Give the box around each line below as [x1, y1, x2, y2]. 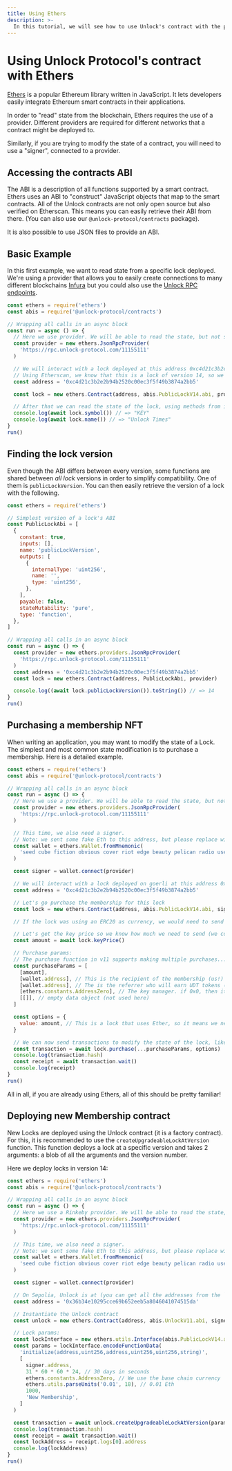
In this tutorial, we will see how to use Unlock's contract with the [13, 23, 221, 30]
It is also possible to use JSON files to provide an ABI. [7, 228, 160, 236]
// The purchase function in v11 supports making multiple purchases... [13, 956, 227, 963]
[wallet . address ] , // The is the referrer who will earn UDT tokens [19, 982, 221, 989]
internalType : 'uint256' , [32, 566, 107, 573]
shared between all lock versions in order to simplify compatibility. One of [7, 473, 217, 482]
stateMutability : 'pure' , [19, 604, 95, 611]
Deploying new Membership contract [7, 1110, 171, 1122]
